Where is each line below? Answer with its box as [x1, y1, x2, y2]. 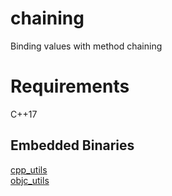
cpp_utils [10, 163, 48, 176]
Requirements [10, 75, 130, 98]
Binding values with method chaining [10, 40, 163, 52]
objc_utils [10, 174, 50, 186]
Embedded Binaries [10, 137, 135, 154]
